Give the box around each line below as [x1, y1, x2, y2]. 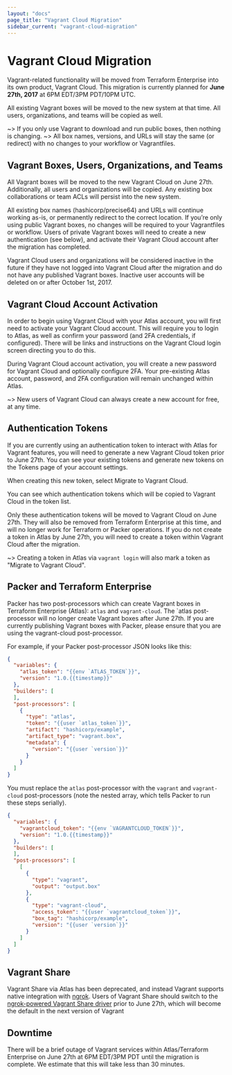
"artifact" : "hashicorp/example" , [25, 727, 126, 734]
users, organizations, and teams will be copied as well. [7, 112, 163, 120]
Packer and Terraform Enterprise [7, 581, 152, 593]
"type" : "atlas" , [25, 713, 76, 720]
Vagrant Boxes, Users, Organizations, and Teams [7, 159, 223, 171]
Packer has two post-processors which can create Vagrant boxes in [7, 599, 201, 607]
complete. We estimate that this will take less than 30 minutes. [7, 1060, 185, 1069]
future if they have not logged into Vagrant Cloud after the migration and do [7, 264, 223, 272]
